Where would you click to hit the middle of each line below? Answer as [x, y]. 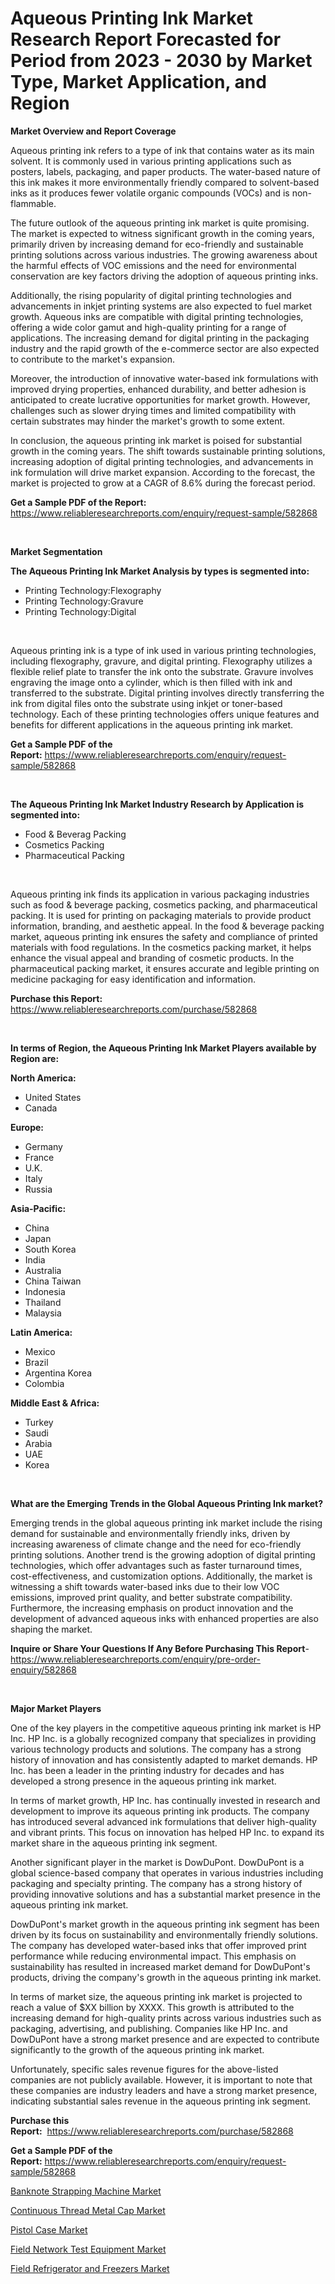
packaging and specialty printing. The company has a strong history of [156, 1883]
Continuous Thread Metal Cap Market [88, 2210]
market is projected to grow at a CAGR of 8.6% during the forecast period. [163, 483]
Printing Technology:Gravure [84, 601]
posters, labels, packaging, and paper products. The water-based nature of [165, 171]
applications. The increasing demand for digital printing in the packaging [160, 338]
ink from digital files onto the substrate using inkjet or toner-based [146, 703]
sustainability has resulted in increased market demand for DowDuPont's [160, 1966]
